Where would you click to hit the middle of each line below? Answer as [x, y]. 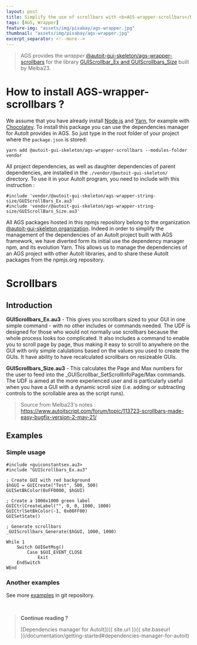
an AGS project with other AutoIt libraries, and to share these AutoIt [87, 253]
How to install [40, 92]
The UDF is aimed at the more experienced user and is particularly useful [94, 381]
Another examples [33, 582]
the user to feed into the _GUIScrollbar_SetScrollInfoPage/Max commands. [96, 374]
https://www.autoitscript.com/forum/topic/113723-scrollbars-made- [102, 411]
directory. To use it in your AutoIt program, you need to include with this [93, 179]
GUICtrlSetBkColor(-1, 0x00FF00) [47, 511]
